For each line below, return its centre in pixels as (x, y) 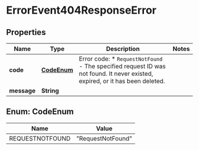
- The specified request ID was (122, 66)
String (50, 91)
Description (123, 49)
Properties (26, 32)
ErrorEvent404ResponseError (81, 10)
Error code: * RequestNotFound (121, 59)
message (22, 91)
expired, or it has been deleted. (122, 81)
